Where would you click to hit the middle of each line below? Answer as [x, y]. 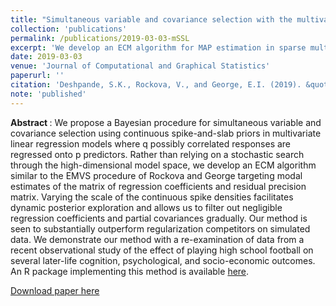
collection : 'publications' [69, 29]
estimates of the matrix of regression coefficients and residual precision [158, 186]
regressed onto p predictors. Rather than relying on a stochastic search [157, 154]
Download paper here [55, 290]
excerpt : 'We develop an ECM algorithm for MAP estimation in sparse [158, 47]
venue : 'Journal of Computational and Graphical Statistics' [140, 66]
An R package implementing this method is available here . [130, 271]
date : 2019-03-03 [46, 57]
